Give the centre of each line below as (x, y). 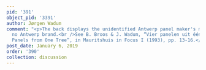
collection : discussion (37, 57)
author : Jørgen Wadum (34, 23)
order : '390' (23, 52)
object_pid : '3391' (31, 18)
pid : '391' (20, 12)
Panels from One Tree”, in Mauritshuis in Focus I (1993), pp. (94, 40)
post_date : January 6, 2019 (42, 46)
